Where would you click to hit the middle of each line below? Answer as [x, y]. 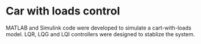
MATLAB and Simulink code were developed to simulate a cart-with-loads [99, 28]
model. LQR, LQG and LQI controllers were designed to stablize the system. [100, 34]
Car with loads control [63, 11]
